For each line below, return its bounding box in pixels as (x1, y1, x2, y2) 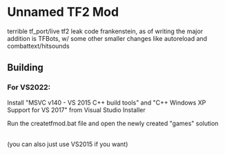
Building (7, 62, 43, 73)
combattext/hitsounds (7, 42, 70, 50)
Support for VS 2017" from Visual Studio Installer (7, 105, 146, 114)
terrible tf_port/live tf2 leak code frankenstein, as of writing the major (7, 27, 204, 35)
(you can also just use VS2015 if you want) (7, 140, 128, 148)
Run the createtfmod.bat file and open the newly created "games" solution (7, 119, 219, 127)
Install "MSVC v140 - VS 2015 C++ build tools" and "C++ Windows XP (7, 98, 206, 107)
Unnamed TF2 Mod (7, 4, 119, 20)
